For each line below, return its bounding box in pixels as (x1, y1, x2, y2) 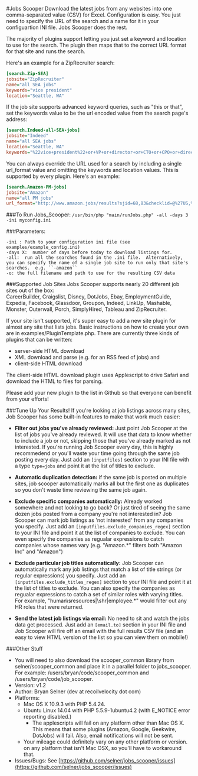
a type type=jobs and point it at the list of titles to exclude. (14, 462, 156, 469)
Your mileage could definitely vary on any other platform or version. (23, 738, 188, 745)
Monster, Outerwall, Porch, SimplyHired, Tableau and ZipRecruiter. (6, 306, 167, 313)
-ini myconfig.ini (6, 217, 51, 223)
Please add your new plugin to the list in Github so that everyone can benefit (6, 389, 192, 397)
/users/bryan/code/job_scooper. (14, 676, 93, 683)
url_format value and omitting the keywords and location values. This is (6, 166, 179, 173)
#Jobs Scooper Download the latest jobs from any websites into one (6, 5, 173, 12)
